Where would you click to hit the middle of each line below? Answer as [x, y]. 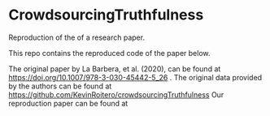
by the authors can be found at [60, 86]
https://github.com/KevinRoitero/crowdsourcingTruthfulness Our [116, 94]
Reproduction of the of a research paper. [76, 37]
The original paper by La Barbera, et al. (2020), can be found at [115, 69]
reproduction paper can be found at [68, 103]
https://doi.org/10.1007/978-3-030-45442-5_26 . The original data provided [135, 77]
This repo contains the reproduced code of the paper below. [109, 53]
